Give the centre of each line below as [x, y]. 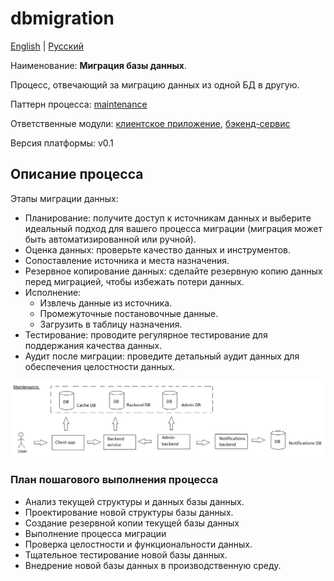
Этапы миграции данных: [64, 198]
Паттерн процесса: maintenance [79, 104]
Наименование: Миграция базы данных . [98, 65]
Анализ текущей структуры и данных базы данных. [134, 501]
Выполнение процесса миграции [95, 533]
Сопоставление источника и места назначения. [127, 260]
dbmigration [62, 18]
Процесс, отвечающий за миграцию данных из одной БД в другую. [155, 84]
